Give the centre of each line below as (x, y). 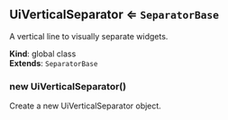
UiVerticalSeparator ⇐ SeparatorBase (114, 15)
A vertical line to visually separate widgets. (89, 36)
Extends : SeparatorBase (54, 63)
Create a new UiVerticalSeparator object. (86, 106)
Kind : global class (43, 54)
